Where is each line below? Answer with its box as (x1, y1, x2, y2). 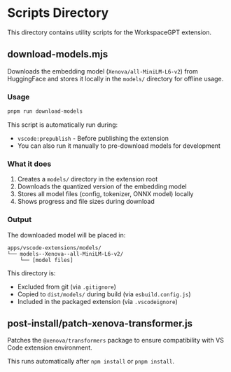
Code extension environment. (7, 343, 92, 352)
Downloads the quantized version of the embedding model (17, 182, 187, 191)
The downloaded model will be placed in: (7, 230, 126, 239)
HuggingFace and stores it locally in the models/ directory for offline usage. (7, 74, 224, 83)
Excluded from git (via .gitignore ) (17, 282, 117, 291)
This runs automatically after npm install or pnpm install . (7, 357, 175, 366)
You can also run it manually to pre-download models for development (17, 142, 220, 150)
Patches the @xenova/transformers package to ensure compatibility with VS (7, 336, 224, 345)
